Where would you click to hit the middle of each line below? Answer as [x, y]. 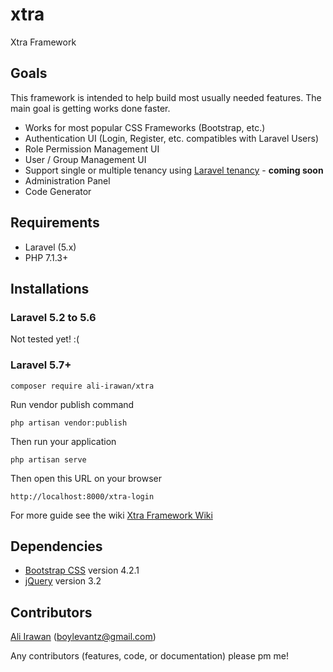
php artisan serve [48, 459]
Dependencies [56, 546]
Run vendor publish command [72, 404]
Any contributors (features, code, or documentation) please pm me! [149, 656]
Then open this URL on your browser [86, 478]
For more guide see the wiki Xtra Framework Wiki [111, 515]
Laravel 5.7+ [41, 365]
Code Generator [58, 191]
